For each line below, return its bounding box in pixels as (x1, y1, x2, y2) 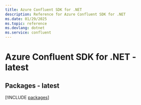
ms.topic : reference (5, 21, 47, 26)
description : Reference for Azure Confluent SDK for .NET (5, 12, 126, 17)
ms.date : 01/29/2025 (5, 16, 47, 21)
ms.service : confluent (5, 30, 51, 35)
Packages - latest (5, 81, 60, 90)
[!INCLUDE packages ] (5, 95, 49, 100)
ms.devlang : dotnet (5, 26, 45, 31)
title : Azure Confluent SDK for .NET (5, 7, 82, 12)
